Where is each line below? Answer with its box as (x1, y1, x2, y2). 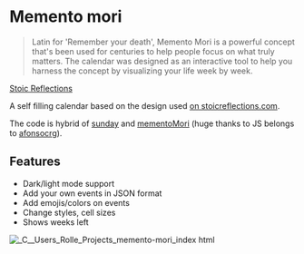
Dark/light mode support (22, 178, 115, 189)
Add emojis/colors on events (22, 197, 130, 208)
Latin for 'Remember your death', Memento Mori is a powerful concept (31, 36, 295, 47)
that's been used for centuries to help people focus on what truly (31, 45, 275, 56)
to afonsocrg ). (9, 127, 63, 138)
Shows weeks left (22, 216, 89, 228)
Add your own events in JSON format (22, 188, 162, 199)
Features (9, 154, 61, 170)
